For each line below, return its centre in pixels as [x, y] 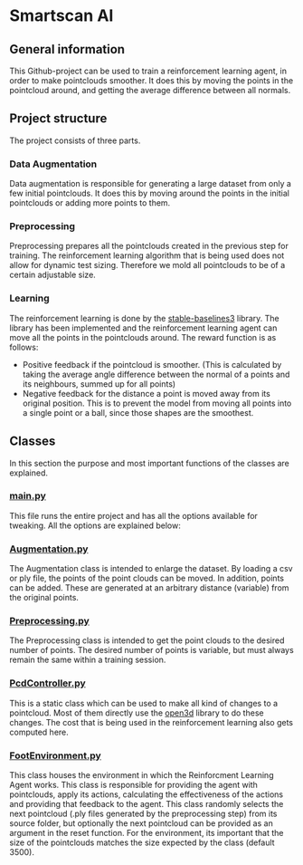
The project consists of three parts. [75, 140]
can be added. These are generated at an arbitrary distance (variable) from [149, 588]
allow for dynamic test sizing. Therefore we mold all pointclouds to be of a [147, 265]
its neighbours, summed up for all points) [99, 384]
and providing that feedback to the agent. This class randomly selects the [147, 804]
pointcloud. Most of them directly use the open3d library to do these [137, 713]
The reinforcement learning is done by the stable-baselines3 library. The [144, 318]
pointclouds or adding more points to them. [90, 203]
